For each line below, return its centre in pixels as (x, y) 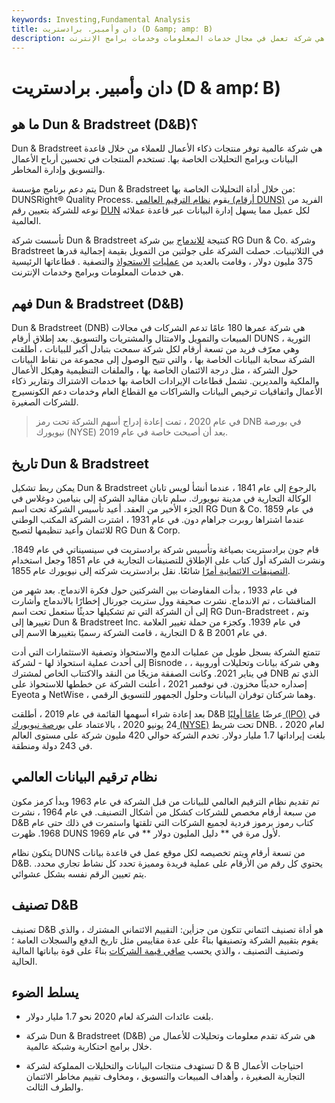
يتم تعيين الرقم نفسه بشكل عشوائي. (79, 873)
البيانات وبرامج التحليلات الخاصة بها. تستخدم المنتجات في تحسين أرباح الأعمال (154, 159)
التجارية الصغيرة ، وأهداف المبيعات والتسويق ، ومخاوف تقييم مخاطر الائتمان (165, 1077)
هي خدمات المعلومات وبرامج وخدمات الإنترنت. (97, 272)
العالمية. (26, 221)
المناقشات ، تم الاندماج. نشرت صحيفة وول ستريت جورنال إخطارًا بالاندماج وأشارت (164, 600)
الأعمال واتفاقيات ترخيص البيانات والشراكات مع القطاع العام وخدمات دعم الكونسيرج (167, 392)
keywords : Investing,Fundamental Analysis (101, 19)
